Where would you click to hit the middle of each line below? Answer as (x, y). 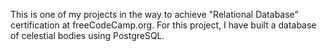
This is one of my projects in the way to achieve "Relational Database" (155, 14)
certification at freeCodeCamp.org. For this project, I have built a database (163, 25)
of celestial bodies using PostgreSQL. (87, 35)
